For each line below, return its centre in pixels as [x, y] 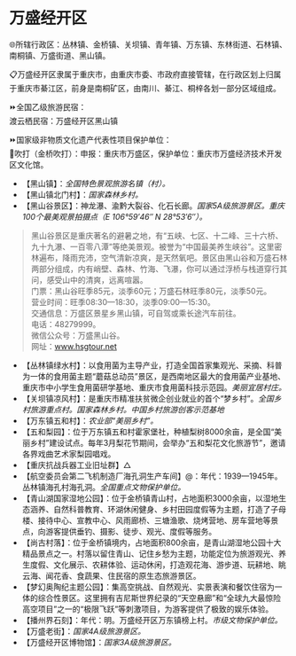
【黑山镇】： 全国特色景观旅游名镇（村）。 [96, 184]
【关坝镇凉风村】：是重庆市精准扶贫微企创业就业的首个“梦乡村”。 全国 [148, 398]
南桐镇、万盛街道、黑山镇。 [60, 55]
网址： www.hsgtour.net [74, 346]
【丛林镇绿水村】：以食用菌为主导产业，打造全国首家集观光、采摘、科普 [152, 365]
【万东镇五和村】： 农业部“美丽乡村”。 [90, 420]
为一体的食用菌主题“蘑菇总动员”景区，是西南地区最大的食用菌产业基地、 [154, 376]
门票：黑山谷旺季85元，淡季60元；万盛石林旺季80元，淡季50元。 [151, 291]
